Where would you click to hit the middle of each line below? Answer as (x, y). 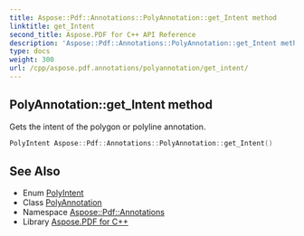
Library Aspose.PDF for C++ (76, 222)
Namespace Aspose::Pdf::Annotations (94, 212)
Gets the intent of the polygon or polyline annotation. (108, 127)
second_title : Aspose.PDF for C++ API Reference (103, 34)
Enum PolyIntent (53, 193)
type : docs (30, 52)
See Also (35, 171)
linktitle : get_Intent (52, 26)
